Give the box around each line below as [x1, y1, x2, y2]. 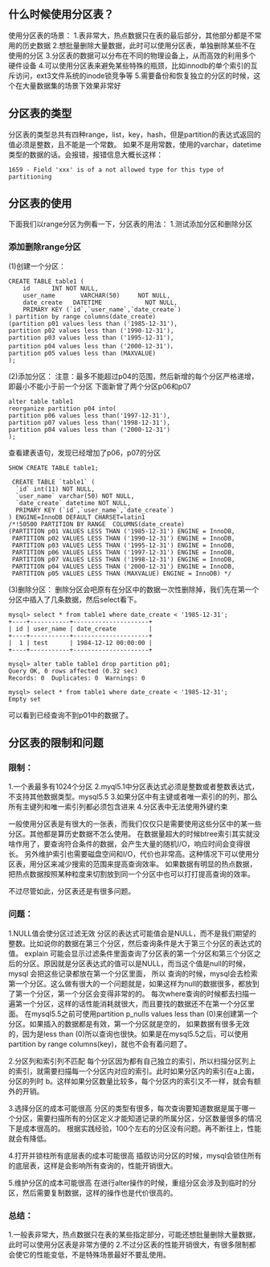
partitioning [8, 172, 52, 181]
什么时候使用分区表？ [8, 7, 114, 22]
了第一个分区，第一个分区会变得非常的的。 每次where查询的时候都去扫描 [8, 989, 250, 998]
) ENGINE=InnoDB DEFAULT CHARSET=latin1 [8, 513, 146, 521]
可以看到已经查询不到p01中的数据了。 [8, 710, 133, 720]
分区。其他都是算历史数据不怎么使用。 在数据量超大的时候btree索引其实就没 [8, 829, 260, 839]
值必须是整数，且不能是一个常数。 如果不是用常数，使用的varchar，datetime [8, 139, 262, 149]
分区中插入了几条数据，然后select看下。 [8, 594, 141, 604]
